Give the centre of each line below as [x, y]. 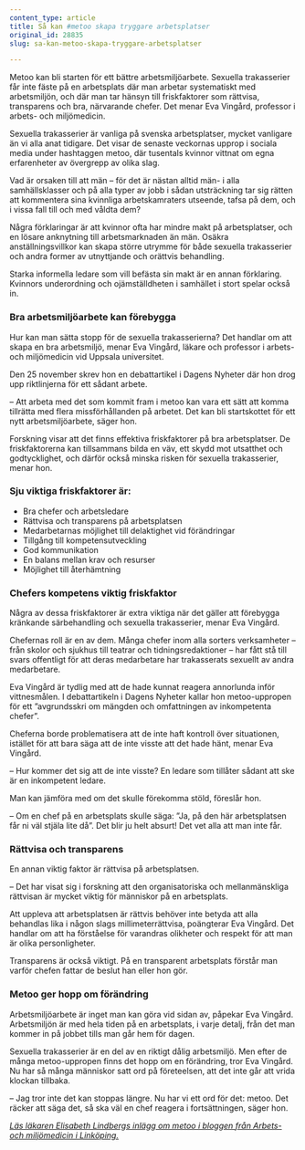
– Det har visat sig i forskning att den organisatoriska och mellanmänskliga [149, 887]
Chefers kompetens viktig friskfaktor [93, 592]
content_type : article [53, 18]
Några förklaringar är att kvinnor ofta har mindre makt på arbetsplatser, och [151, 227]
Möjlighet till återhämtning [72, 569]
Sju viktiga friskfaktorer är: [70, 491]
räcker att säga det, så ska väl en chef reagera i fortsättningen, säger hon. [149, 1108]
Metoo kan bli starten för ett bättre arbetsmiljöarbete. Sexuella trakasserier [150, 78]
